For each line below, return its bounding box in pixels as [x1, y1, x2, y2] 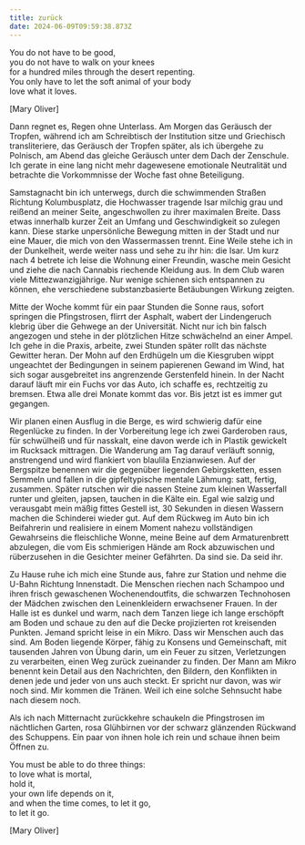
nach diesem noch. [9, 694, 82, 706]
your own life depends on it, [9, 788, 115, 799]
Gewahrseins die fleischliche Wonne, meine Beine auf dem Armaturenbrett [9, 532, 290, 543]
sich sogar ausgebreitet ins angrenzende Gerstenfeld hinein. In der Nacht [9, 369, 285, 380]
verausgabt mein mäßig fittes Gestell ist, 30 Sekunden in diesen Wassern [9, 503, 284, 514]
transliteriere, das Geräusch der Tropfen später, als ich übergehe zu [9, 140, 264, 151]
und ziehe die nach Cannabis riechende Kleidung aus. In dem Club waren [9, 264, 285, 275]
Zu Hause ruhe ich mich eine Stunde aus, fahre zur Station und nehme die [9, 568, 287, 579]
